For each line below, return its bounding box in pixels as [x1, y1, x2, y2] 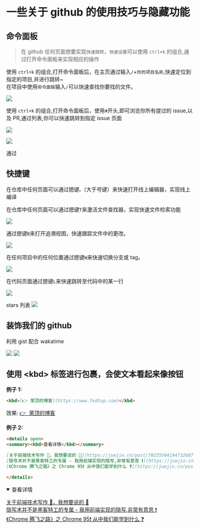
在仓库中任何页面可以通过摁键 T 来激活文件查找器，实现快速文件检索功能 [6, 205, 182, 213]
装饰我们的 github [6, 321, 73, 331]
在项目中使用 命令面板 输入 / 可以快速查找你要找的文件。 [6, 83, 136, 90]
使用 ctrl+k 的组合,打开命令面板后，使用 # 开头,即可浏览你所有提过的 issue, [6, 107, 187, 114]
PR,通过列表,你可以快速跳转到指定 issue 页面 [12, 115, 122, 121]
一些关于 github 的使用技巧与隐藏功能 [6, 5, 190, 19]
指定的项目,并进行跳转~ [6, 76, 64, 82]
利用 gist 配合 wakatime [6, 337, 64, 345]
